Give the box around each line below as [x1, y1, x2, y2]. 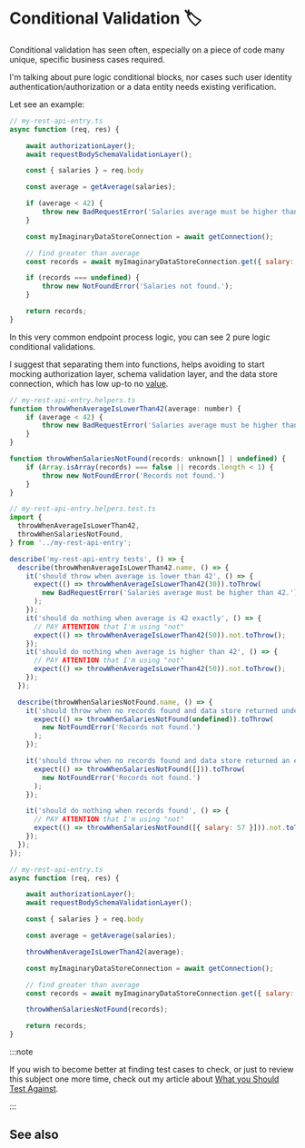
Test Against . [9, 1084, 59, 1094]
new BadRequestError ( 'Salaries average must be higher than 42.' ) [42, 589, 299, 598]
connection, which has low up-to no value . [9, 378, 169, 389]
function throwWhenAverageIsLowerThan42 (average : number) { [9, 404, 242, 413]
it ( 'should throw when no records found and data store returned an [25, 757, 290, 766]
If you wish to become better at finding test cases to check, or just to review [9, 1064, 294, 1075]
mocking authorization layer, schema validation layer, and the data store [9, 368, 279, 379]
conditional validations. [9, 341, 96, 351]
